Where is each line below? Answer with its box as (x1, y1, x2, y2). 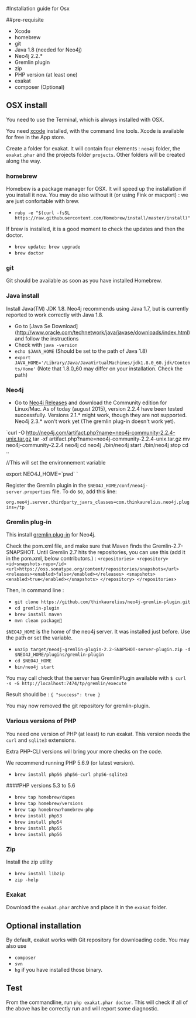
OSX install (6, 101, 48, 111)
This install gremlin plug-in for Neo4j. (6, 531, 96, 538)
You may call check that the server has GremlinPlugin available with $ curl (6, 675, 186, 682)
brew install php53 (14, 813, 63, 818)
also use (6, 943, 26, 950)
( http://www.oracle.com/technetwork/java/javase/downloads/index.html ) (14, 329, 190, 336)
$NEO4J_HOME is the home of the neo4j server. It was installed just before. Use (6, 628, 190, 635)
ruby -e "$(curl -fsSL (14, 210, 70, 216)
